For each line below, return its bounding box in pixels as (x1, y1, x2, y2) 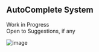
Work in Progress (6, 21, 49, 28)
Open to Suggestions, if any (6, 27, 75, 34)
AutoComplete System (6, 5, 94, 15)
